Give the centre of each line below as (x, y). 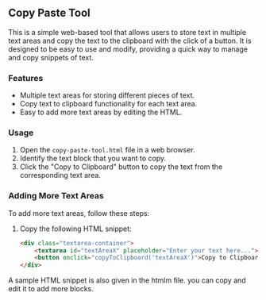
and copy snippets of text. (51, 57)
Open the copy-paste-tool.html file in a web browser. (108, 150)
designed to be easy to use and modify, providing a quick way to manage (128, 49)
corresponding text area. (60, 175)
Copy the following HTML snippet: (76, 229)
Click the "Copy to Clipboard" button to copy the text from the (121, 167)
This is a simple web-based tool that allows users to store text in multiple (127, 32)
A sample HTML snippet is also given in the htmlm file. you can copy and (127, 280)
